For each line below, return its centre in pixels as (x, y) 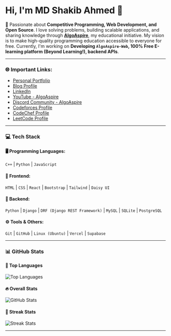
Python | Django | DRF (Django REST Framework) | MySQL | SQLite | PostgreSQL (84, 210)
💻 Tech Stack (23, 137)
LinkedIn (22, 92)
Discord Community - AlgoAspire (47, 102)
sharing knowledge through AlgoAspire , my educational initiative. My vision (85, 35)
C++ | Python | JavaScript (31, 164)
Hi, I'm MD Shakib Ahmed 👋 (64, 10)
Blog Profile (25, 86)
